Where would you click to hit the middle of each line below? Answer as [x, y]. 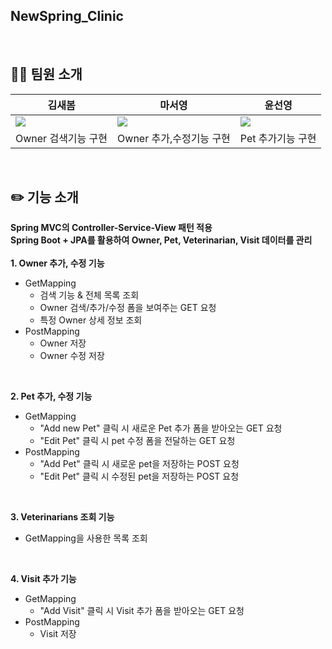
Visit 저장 [58, 634]
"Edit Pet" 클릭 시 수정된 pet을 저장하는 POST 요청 [139, 476]
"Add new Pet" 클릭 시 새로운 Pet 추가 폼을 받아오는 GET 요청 [161, 428]
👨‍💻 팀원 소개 [46, 74]
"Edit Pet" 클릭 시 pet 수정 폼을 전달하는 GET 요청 [137, 441]
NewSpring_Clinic [67, 16]
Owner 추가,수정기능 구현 [174, 138]
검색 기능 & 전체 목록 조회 [89, 295]
